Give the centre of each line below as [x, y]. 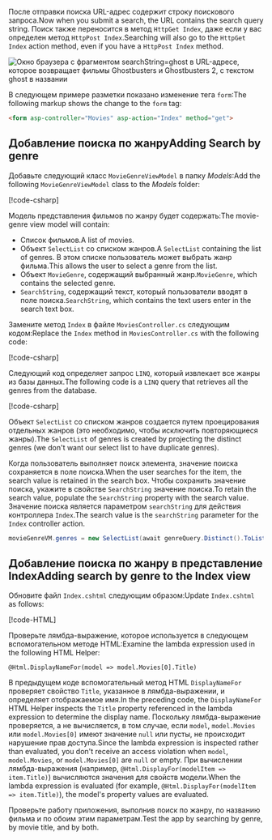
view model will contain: [70, 224]
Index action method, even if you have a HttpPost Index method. [116, 46]
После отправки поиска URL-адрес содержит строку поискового [121, 12]
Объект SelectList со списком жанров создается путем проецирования [134, 421]
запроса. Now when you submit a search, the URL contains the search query [136, 20]
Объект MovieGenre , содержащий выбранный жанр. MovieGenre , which [138, 274]
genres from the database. [53, 390]
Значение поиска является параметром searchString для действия [125, 506]
